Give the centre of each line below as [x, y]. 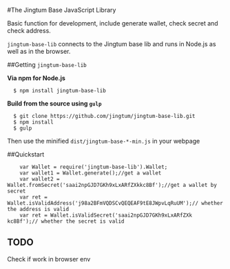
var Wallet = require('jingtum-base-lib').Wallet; [94, 167]
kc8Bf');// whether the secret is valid [66, 221]
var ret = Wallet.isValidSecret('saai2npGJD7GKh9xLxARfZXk [106, 215]
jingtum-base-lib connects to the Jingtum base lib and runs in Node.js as [112, 44]
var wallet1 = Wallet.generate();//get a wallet [91, 173]
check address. [29, 31]
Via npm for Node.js [36, 78]
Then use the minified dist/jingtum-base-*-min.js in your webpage [104, 141]
